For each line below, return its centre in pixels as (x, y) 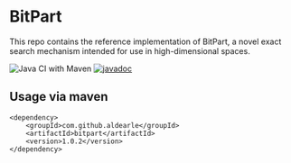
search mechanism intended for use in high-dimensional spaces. (130, 50)
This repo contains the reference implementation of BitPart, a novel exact (145, 41)
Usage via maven (59, 97)
